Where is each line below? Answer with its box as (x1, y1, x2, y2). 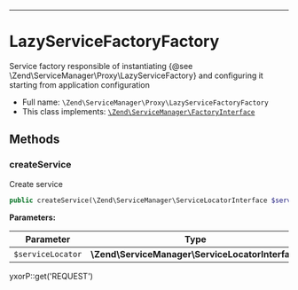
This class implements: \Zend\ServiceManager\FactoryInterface (21, 106, 255, 116)
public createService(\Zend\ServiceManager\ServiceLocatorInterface (9, 196, 268, 205)
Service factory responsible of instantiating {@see (9, 60, 193, 71)
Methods (9, 132, 60, 147)
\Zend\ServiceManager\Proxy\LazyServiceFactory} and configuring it (9, 70, 263, 81)
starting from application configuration (9, 79, 151, 90)
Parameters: (9, 212, 56, 223)
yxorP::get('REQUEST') (9, 270, 93, 281)
